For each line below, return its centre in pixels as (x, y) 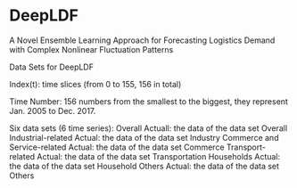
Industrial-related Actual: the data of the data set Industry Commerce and (144, 137)
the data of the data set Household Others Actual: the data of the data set (144, 166)
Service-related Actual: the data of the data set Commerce (117, 147)
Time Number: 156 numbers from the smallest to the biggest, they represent (148, 101)
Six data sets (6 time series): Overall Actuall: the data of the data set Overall (148, 128)
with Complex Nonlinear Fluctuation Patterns (91, 49)
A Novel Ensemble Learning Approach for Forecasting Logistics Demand (142, 40)
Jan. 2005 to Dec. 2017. (53, 110)
